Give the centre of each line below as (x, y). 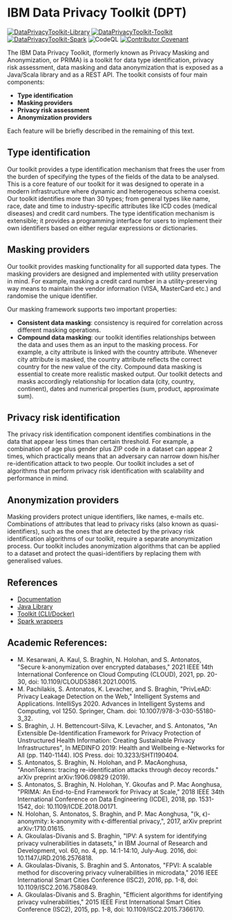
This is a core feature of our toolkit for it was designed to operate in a (106, 184)
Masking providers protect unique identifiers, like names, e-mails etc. (106, 517)
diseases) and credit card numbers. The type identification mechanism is (111, 213)
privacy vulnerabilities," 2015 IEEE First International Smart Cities (109, 902)
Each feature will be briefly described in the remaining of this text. (101, 131)
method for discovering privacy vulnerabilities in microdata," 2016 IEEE (118, 872)
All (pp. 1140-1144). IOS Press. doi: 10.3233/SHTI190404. (98, 755)
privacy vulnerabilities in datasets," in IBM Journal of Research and (112, 843)
